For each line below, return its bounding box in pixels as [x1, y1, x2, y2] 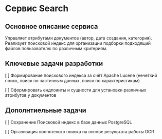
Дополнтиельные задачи [5, 106, 87, 115]
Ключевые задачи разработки [5, 59, 103, 68]
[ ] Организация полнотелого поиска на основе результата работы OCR [5, 128, 154, 134]
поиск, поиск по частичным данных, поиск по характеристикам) [5, 77, 140, 83]
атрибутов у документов [5, 92, 57, 98]
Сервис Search [5, 3, 69, 14]
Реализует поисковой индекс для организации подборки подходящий [5, 40, 151, 46]
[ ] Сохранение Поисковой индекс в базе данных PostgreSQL [5, 119, 132, 125]
